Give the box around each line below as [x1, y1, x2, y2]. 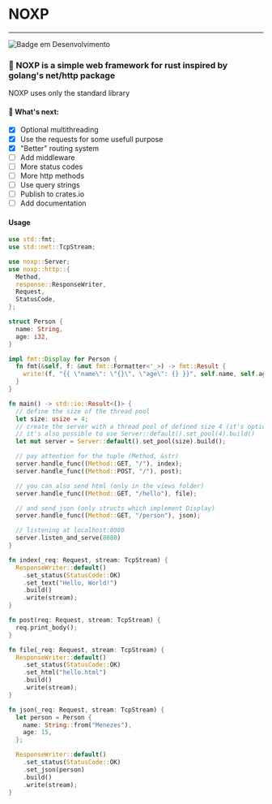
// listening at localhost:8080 [15, 526, 125, 534]
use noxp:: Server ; [8, 257, 70, 266]
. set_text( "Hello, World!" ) [23, 578, 117, 587]
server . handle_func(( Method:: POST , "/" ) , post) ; [15, 467, 183, 475]
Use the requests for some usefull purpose [19, 134, 164, 144]
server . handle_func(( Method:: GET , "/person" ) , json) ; [15, 512, 201, 520]
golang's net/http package [8, 70, 116, 81]
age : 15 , [23, 728, 53, 737]
